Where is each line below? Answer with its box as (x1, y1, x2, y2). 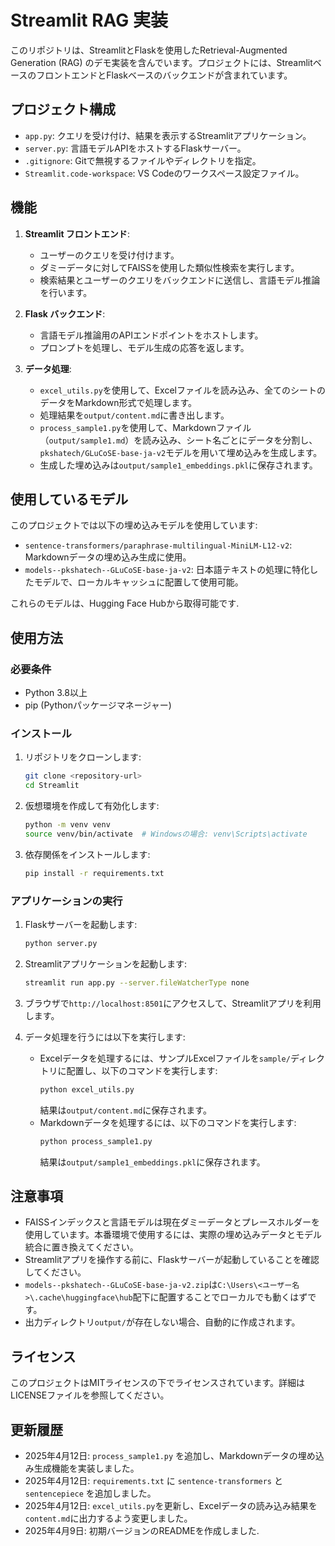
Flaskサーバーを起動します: (24, 919, 138, 931)
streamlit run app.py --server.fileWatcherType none (24, 977, 250, 988)
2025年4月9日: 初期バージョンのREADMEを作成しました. (24, 1524, 260, 1536)
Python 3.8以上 (24, 687, 88, 699)
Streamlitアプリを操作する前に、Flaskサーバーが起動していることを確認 (24, 1254, 320, 1266)
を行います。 (39, 286, 93, 298)
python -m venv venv (24, 820, 111, 830)
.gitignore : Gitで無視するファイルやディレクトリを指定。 (24, 154, 262, 166)
